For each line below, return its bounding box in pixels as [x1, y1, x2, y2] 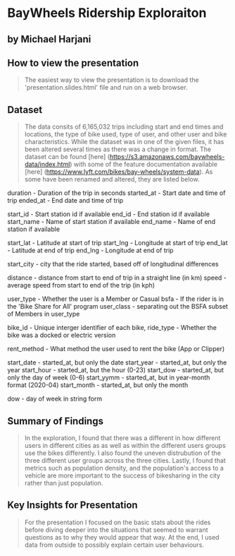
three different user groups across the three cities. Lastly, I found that [24, 456, 227, 465]
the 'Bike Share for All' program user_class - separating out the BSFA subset [7, 302, 229, 311]
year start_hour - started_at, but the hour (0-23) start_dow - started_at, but [7, 366, 224, 374]
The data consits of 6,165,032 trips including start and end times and [24, 122, 224, 131]
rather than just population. [24, 479, 103, 487]
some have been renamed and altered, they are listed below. [24, 175, 200, 184]
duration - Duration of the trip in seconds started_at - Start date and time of [7, 189, 226, 197]
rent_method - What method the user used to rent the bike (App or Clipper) [7, 345, 225, 353]
